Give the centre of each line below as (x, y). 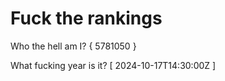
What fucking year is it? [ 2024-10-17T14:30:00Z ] (113, 65)
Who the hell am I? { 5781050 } (73, 46)
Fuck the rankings (86, 18)
